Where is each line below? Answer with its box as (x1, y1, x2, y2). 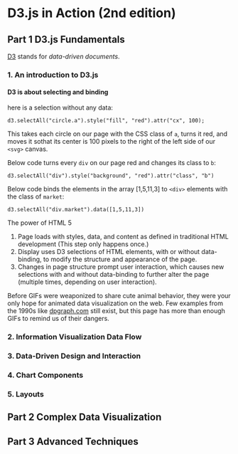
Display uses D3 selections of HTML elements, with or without (17, 248, 200, 256)
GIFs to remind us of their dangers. (7, 315, 110, 323)
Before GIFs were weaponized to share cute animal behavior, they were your (7, 292, 231, 300)
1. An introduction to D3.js (7, 70, 99, 80)
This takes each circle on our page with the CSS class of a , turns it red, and (7, 130, 228, 138)
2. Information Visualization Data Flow (7, 332, 142, 342)
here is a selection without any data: (7, 103, 114, 112)
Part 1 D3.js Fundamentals (7, 33, 126, 46)
